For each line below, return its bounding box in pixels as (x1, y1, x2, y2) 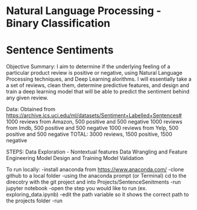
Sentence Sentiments (6, 44, 114, 57)
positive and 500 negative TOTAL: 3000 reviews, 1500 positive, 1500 (6, 131, 172, 138)
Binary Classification (6, 16, 111, 30)
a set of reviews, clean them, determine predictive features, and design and (6, 82, 189, 89)
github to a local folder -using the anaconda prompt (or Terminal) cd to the (6, 172, 187, 179)
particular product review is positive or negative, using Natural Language (6, 69, 183, 76)
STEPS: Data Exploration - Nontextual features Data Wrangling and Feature (6, 148, 188, 155)
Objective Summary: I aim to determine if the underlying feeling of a (6, 63, 171, 70)
